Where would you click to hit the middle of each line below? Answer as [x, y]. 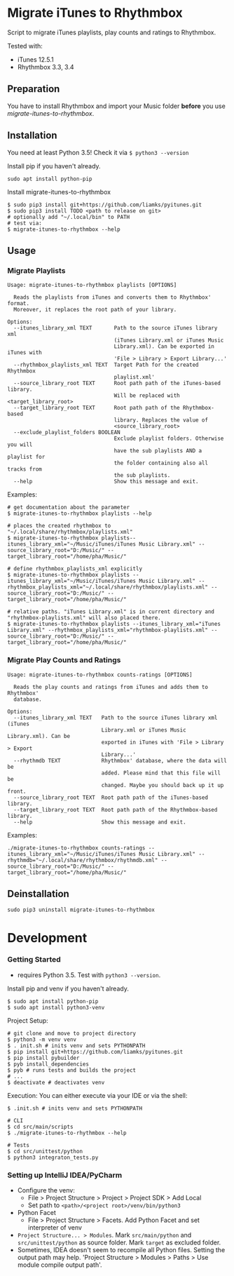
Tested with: [25, 46]
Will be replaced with [147, 396]
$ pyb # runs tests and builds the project [72, 1070]
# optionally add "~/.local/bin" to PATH [69, 217]
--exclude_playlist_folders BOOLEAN [67, 433]
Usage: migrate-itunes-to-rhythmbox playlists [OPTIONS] [92, 286]
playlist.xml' [135, 377]
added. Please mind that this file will [161, 773]
